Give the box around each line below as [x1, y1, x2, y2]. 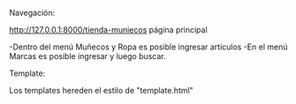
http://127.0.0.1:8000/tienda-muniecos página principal [9, 25, 208, 34]
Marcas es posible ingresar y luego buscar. [9, 51, 166, 61]
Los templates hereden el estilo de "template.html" [9, 85, 194, 95]
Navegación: [9, 8, 56, 18]
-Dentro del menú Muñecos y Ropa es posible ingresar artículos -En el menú [9, 41, 288, 52]
